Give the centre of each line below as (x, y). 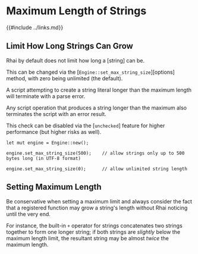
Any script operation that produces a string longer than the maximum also (97, 108)
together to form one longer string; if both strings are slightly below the (93, 232)
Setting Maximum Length (54, 187)
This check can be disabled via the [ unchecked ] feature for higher (86, 126)
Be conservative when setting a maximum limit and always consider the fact (99, 201)
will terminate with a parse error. (46, 96)
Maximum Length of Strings (76, 11)
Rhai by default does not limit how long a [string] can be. (76, 60)
